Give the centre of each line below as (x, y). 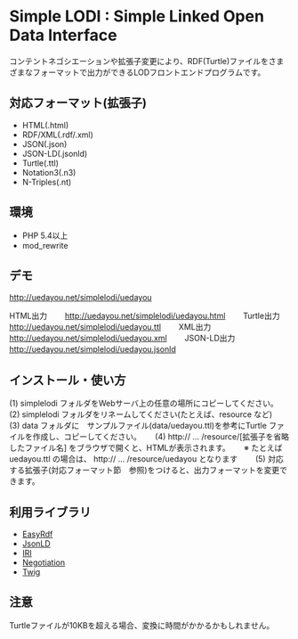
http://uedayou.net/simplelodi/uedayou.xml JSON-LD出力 (122, 338)
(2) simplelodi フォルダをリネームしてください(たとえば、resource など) (141, 414)
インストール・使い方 (68, 380)
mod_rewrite (45, 245)
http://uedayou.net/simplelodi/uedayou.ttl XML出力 (110, 327)
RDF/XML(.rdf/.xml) (57, 135)
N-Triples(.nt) (47, 182)
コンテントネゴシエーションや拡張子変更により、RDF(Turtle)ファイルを (139, 61)
